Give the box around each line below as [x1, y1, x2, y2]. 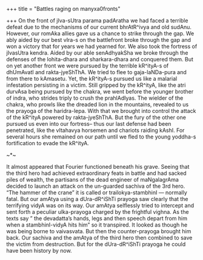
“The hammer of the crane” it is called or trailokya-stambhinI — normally [6, 189, 188, 196]
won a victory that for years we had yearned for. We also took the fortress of [6, 43, 198, 50]
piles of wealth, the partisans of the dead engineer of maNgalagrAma [6, 176, 179, 183]
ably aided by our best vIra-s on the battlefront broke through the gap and [6, 36, 191, 43]
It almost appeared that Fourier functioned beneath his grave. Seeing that [6, 163, 190, 170]
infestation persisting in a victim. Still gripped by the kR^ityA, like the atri [6, 81, 186, 89]
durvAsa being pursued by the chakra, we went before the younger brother [6, 88, 194, 95]
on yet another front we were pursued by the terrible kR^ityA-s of [6, 62, 169, 69]
